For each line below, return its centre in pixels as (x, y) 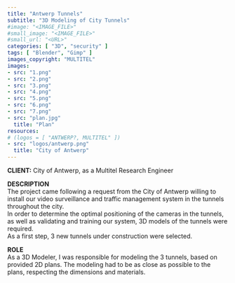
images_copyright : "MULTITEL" (52, 60)
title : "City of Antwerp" (52, 151)
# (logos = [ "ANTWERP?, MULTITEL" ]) (64, 137)
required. (20, 229)
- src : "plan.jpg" (34, 118)
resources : (23, 131)
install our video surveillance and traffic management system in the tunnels (116, 199)
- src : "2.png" (29, 79)
